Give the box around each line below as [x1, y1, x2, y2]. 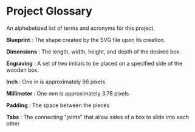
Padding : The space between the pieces [6, 102, 110, 109]
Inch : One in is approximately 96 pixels [6, 78, 105, 85]
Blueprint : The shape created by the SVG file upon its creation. [6, 36, 166, 43]
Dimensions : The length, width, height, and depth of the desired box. [6, 47, 181, 55]
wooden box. [6, 66, 39, 74]
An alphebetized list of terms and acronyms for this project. [6, 24, 155, 32]
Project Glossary [6, 4, 92, 18]
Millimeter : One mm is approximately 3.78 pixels [6, 89, 129, 97]
